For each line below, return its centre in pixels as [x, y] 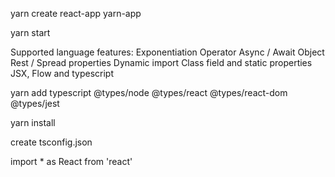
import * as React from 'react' [71, 161]
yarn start [30, 32]
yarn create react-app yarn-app [76, 13]
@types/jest [35, 103]
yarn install [33, 122]
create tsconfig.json [51, 142]
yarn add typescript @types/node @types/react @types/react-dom [149, 92]
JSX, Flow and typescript [62, 73]
